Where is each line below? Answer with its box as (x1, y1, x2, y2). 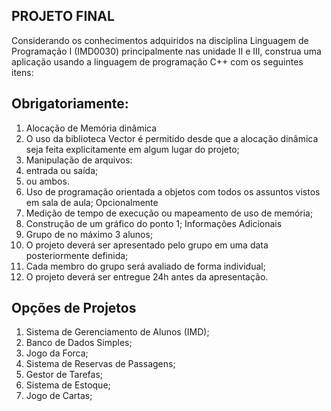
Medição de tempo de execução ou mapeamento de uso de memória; (25, 207, 314, 219)
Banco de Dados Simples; (25, 337, 133, 349)
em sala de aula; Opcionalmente (25, 196, 159, 208)
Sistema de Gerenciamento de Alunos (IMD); (25, 326, 210, 338)
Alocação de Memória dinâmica (25, 122, 158, 134)
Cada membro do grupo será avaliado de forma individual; (25, 260, 266, 272)
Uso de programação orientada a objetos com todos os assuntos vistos (25, 185, 321, 198)
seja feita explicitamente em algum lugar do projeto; (25, 143, 240, 155)
